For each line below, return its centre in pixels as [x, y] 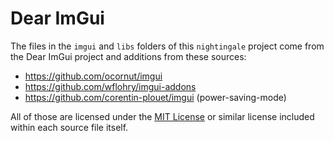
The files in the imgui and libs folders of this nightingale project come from [167, 46]
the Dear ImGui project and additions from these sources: [128, 56]
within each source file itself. [69, 127]
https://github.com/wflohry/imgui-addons [110, 86]
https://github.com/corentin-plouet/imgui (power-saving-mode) [155, 97]
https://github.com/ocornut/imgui [93, 76]
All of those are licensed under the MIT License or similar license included [162, 116]
